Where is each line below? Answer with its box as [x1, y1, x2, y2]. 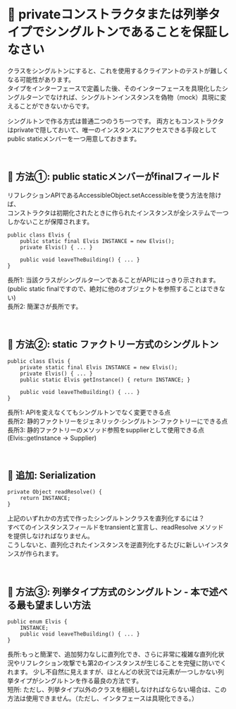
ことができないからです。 [19, 102, 93, 110]
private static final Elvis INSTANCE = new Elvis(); [20, 364, 178, 371]
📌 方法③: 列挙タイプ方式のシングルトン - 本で [7, 585, 209, 597]
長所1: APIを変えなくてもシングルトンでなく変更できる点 [7, 407, 171, 417]
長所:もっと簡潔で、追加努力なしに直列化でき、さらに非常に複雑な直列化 [7, 650, 218, 659]
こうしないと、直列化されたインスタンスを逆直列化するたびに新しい [7, 541, 204, 549]
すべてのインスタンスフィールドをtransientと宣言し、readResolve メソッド [7, 523, 224, 532]
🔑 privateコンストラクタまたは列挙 [7, 6, 209, 23]
